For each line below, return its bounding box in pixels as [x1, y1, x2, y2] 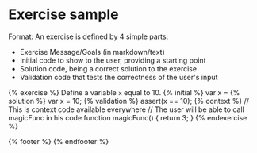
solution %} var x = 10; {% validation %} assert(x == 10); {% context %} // [8, 96, 250, 105]
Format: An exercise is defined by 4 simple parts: [8, 32, 169, 41]
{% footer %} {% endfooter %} [8, 136, 109, 146]
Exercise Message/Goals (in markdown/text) [19, 47, 165, 56]
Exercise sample [8, 6, 119, 24]
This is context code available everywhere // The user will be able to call [8, 105, 244, 114]
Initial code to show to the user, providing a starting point [19, 55, 206, 65]
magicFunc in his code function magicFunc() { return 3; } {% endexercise [8, 113, 247, 122]
